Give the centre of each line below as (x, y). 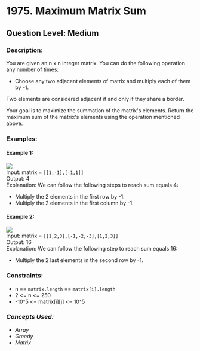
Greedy (24, 336)
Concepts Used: (30, 317)
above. (15, 123)
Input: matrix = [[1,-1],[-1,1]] (45, 172)
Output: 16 (19, 242)
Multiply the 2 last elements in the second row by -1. (79, 260)
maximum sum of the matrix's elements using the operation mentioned (93, 117)
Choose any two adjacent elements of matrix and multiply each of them (103, 81)
